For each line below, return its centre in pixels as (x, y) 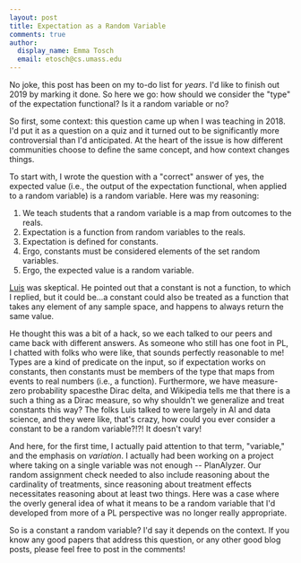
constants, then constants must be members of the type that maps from (142, 372)
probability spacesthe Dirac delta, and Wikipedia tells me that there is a (159, 390)
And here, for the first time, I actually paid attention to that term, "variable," (147, 446)
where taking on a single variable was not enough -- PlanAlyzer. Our (135, 465)
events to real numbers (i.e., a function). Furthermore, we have (125, 381)
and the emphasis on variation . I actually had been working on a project (142, 455)
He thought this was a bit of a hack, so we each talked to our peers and (141, 333)
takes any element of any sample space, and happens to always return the (146, 307)
